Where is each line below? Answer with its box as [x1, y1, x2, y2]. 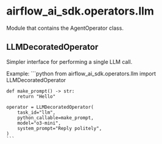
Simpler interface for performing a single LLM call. [6, 58, 133, 65]
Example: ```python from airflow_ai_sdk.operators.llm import [6, 70, 157, 77]
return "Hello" [17, 93, 56, 100]
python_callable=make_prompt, [17, 114, 94, 121]
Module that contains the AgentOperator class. [6, 24, 124, 32]
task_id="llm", [17, 109, 56, 115]
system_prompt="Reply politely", [17, 125, 102, 131]
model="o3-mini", [17, 120, 62, 126]
